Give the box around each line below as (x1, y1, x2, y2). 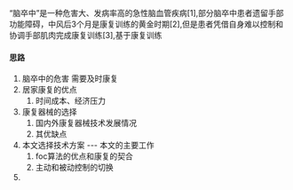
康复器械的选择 (21, 107, 77, 117)
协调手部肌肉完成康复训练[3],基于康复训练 (9, 30, 162, 40)
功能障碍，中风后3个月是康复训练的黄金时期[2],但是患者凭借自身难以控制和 (9, 19, 284, 29)
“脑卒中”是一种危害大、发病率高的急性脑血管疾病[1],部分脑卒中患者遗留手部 (9, 8, 284, 18)
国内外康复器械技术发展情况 (35, 118, 138, 129)
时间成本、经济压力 (35, 96, 107, 107)
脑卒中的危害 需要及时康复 (21, 74, 118, 84)
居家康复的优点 (21, 84, 77, 95)
